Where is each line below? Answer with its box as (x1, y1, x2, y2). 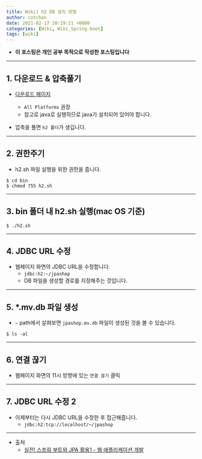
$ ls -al (6, 331, 28, 337)
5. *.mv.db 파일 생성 (6, 302, 79, 312)
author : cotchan (6, 14, 47, 20)
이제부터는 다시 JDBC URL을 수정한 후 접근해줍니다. (14, 413, 138, 421)
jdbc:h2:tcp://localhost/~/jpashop (23, 422, 113, 428)
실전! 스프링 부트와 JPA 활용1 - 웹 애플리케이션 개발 (23, 446, 144, 453)
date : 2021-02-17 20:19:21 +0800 (6, 20, 90, 26)
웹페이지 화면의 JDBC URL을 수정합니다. (14, 263, 110, 271)
